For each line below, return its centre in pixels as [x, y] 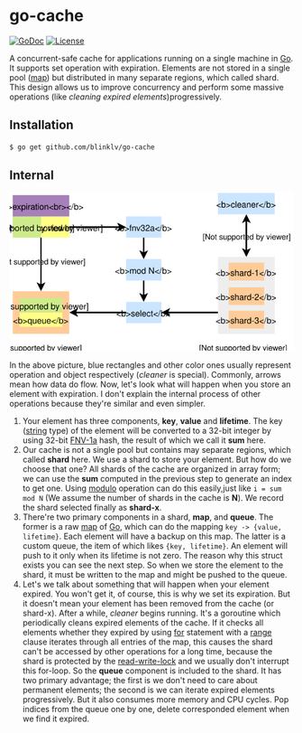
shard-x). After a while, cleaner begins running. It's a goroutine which [151, 613]
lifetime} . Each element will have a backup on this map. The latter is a [154, 536]
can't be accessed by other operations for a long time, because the [147, 651]
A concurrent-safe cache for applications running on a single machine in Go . [151, 58]
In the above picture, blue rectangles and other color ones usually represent [150, 365]
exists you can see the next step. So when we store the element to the [153, 565]
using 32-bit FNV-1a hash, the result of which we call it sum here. [144, 440]
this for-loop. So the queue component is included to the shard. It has [152, 671]
